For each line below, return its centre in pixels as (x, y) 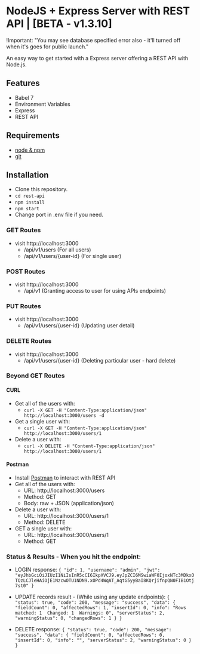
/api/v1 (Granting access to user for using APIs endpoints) (95, 290)
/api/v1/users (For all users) (57, 250)
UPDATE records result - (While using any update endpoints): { (92, 597)
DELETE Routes (29, 341)
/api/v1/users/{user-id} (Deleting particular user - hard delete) (100, 360)
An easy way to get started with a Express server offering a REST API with (97, 58)
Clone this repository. (41, 189)
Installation (27, 175)
